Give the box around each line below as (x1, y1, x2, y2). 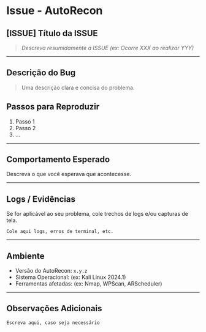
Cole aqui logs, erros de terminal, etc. (6, 229, 114, 235)
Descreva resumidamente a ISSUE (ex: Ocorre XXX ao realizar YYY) (21, 44, 194, 51)
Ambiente (6, 251, 45, 261)
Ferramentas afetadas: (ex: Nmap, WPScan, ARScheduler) (15, 280, 162, 287)
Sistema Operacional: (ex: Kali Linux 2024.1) (15, 273, 126, 281)
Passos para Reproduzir (6, 101, 100, 112)
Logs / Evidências (6, 194, 75, 204)
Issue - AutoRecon (6, 4, 103, 18)
